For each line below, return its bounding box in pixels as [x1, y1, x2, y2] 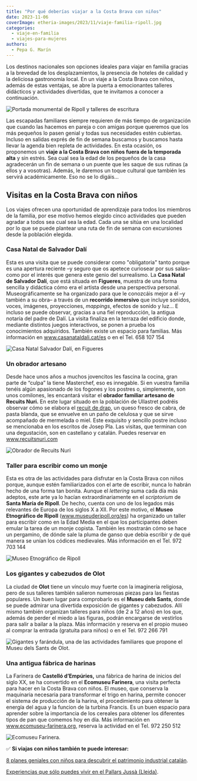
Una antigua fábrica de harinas [6, 659, 96, 667]
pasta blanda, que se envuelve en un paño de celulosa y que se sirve [6, 411, 173, 418]
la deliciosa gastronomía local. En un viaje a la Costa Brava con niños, [6, 75, 175, 82]
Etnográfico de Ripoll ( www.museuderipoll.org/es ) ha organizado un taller [6, 512, 186, 519]
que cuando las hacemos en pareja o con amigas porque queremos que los [6, 123, 189, 130]
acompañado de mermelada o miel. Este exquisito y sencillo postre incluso [6, 417, 187, 424]
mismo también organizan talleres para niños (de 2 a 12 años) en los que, [6, 608, 183, 615]
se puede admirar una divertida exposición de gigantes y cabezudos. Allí [6, 602, 182, 609]
